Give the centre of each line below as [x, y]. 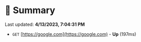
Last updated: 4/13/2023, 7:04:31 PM [45, 24]
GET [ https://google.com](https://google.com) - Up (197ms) [74, 34]
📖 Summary [30, 10]
